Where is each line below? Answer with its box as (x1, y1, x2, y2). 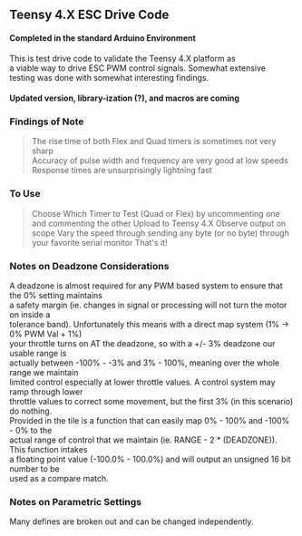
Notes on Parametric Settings (9, 496, 142, 508)
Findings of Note (9, 115, 84, 128)
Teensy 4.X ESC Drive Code (9, 7, 170, 23)
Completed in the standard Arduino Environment (9, 32, 197, 44)
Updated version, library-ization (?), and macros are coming (9, 93, 240, 103)
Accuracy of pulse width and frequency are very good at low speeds (31, 155, 288, 166)
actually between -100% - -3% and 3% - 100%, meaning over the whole (9, 357, 279, 368)
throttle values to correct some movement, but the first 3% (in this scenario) (9, 396, 294, 407)
